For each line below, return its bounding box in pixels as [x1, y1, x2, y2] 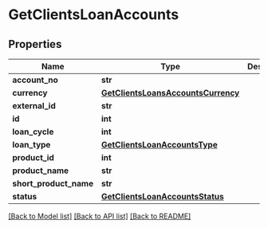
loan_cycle [12, 126, 54, 137]
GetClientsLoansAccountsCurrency [100, 88, 240, 98]
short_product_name [12, 178, 94, 189]
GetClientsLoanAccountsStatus [100, 191, 225, 202]
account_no [12, 74, 58, 85]
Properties [8, 37, 62, 51]
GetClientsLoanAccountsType [100, 140, 218, 150]
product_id [12, 152, 54, 163]
